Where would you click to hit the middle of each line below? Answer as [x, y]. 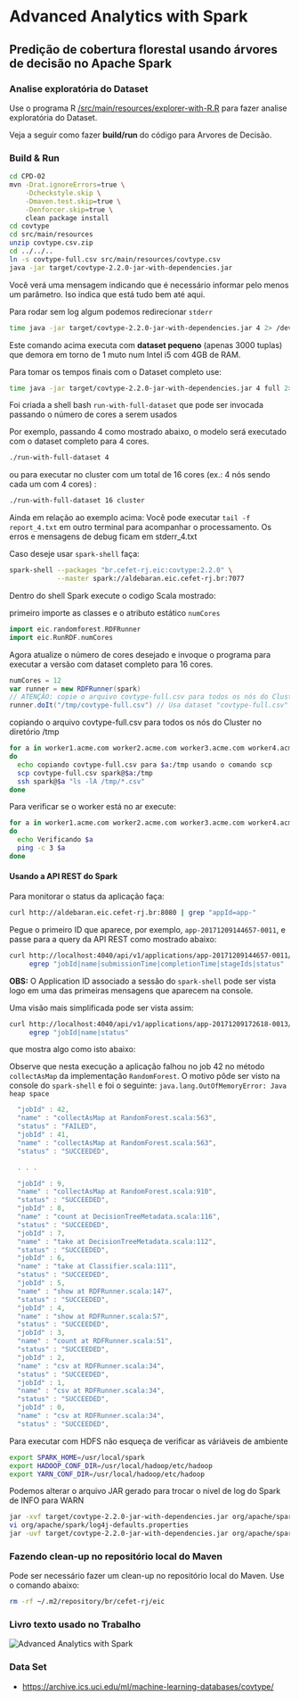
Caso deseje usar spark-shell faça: [74, 554]
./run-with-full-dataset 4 [59, 458]
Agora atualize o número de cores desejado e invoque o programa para [140, 654]
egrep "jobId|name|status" [79, 1033]
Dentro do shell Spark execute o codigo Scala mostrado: [113, 595]
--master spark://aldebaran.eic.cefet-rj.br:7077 [150, 579]
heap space [29, 1094]
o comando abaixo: [44, 1585]
